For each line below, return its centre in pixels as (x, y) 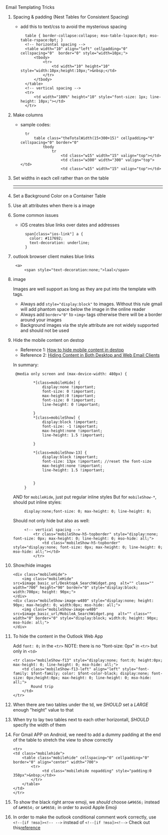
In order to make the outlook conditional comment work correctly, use (84, 817)
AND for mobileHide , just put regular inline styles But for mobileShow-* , (84, 497)
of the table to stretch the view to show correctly (63, 740)
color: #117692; (46, 238)
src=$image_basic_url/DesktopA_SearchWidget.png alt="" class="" (83, 583)
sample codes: (35, 125)
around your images (41, 320)
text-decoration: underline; (60, 243)
